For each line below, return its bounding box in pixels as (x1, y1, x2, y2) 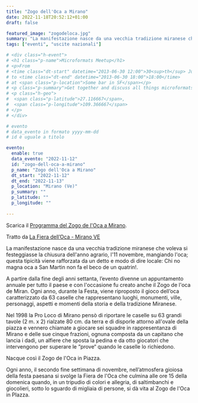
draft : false (6, 20, 38, 25)
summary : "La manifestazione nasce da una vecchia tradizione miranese (6, 36, 186, 42)
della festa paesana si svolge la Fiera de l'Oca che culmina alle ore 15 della (6, 372, 187, 379)
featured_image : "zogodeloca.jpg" (6, 30, 91, 36)
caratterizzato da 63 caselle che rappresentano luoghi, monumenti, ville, (6, 294, 182, 301)
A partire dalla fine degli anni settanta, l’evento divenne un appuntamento (6, 275, 184, 282)
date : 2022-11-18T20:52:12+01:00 (6, 14, 88, 20)
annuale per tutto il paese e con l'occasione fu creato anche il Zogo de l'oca (6, 281, 191, 288)
